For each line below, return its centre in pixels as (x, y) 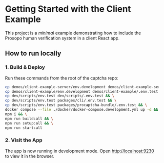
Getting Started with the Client (68, 9)
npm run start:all (24, 128)
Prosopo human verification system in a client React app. (62, 38)
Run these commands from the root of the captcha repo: (62, 78)
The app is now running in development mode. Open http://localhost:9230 (80, 151)
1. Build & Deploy (25, 67)
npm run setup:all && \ (29, 123)
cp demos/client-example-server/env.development (55, 87)
